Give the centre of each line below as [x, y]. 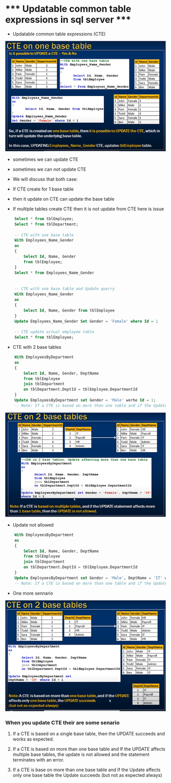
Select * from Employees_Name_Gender [54, 273]
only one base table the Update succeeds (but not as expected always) [87, 775]
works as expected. [33, 739]
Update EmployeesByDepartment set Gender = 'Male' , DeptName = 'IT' [89, 578]
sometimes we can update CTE [45, 159]
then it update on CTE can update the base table [63, 199]
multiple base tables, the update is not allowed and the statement [81, 754]
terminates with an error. [38, 760]
